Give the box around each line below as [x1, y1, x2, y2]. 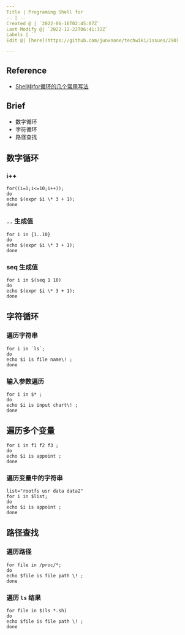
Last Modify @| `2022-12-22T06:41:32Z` [6, 26, 108, 33]
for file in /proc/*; [6, 562, 62, 568]
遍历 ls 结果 [6, 593, 41, 602]
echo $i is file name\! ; [6, 356, 72, 363]
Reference [6, 66, 47, 76]
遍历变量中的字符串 [6, 474, 63, 482]
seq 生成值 [6, 263, 39, 271]
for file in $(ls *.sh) [6, 607, 67, 614]
